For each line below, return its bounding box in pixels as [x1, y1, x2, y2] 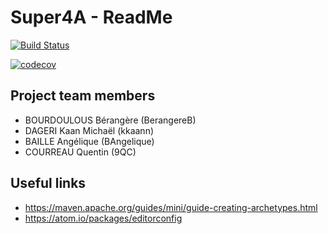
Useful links [10, 175, 87, 192]
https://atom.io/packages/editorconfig [24, 212, 183, 224]
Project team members [10, 87, 156, 105]
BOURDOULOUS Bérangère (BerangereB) [24, 114, 197, 126]
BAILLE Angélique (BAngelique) [24, 135, 155, 147]
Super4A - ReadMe [10, 6, 173, 29]
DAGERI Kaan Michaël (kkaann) [24, 124, 155, 136]
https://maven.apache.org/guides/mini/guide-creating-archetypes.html [24, 201, 318, 213]
